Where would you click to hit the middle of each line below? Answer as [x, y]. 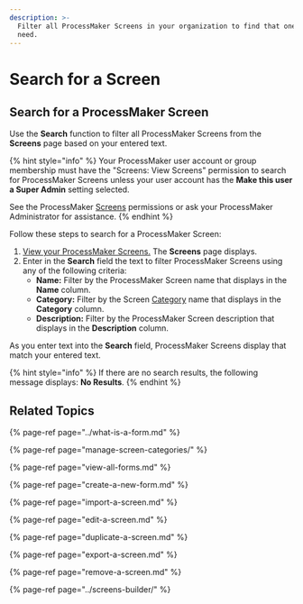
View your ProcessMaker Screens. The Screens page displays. [140, 252]
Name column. [64, 290]
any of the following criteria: [74, 270]
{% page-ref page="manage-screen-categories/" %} [108, 450]
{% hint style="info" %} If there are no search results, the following [134, 373]
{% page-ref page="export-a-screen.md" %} [93, 554]
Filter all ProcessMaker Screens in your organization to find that [149, 26]
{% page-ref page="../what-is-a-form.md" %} [95, 433]
